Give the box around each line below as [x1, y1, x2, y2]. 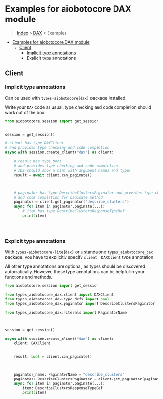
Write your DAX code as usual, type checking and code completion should [5, 104, 152, 110]
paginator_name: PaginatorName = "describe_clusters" [14, 372, 125, 377]
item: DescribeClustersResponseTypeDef [22, 385, 103, 391]
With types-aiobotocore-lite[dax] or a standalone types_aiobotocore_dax [5, 249, 153, 255]
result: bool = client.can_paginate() [14, 354, 92, 359]
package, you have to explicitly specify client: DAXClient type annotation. [5, 254, 155, 260]
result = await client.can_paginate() [14, 172, 92, 178]
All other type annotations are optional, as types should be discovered [5, 263, 146, 269]
